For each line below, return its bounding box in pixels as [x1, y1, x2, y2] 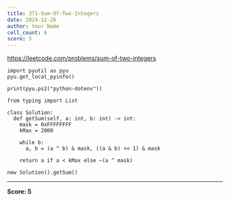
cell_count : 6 [7, 29, 48, 36]
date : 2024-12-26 [7, 16, 57, 23]
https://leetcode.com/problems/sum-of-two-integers [7, 54, 156, 62]
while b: [19, 139, 44, 146]
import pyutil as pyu [7, 68, 69, 75]
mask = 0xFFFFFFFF [19, 121, 72, 129]
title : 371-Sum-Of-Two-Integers [7, 10, 99, 17]
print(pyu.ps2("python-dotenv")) [7, 85, 103, 92]
